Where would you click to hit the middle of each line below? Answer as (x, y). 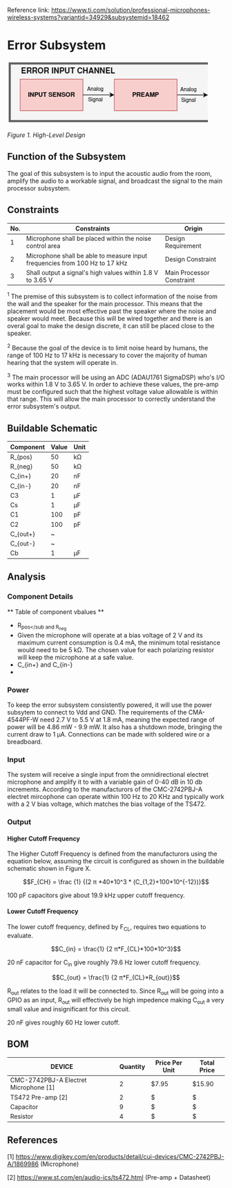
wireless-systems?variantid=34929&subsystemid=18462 (88, 17)
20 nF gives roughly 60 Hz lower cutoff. (64, 1022)
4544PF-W (23, 719)
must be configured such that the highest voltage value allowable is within (113, 392)
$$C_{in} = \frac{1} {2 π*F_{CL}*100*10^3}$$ (116, 949)
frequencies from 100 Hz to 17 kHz (77, 263)
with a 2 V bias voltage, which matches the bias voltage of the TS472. (107, 804)
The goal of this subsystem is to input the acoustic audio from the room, (110, 173)
